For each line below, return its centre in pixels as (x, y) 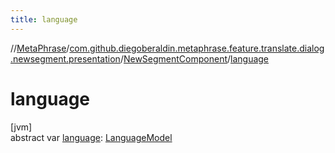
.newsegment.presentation (65, 58)
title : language (44, 19)
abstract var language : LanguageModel (91, 137)
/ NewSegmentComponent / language (194, 58)
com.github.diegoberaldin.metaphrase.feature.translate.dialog (197, 48)
